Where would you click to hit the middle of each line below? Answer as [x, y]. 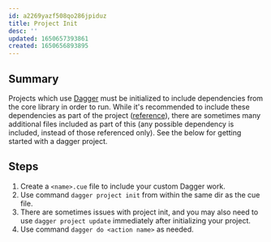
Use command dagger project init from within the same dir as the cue [140, 194]
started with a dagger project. [58, 141]
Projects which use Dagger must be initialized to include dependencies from [136, 98]
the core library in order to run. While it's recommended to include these [129, 107]
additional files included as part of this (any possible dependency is [121, 124]
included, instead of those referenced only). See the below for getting [125, 132]
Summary [34, 79]
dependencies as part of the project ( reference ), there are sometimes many [135, 115]
